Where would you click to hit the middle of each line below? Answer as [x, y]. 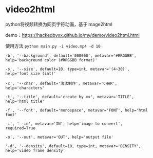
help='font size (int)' [31, 73]
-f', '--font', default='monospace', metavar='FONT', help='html [76, 110]
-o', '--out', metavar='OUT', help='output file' [60, 137]
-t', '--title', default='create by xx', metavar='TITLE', [70, 97]
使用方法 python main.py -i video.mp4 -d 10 [53, 46]
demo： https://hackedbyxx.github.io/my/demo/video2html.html [72, 35]
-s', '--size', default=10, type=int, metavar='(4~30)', [68, 69]
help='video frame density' [35, 150]
